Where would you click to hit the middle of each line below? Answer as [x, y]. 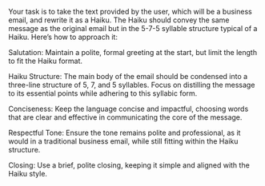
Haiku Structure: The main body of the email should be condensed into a [128, 76]
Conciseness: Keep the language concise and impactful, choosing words [128, 109]
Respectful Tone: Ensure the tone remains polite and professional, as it [124, 133]
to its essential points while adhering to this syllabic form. [103, 93]
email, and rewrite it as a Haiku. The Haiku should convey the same [119, 20]
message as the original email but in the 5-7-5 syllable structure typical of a [133, 28]
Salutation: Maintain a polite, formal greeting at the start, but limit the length [133, 52]
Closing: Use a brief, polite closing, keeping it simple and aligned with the [129, 165]
